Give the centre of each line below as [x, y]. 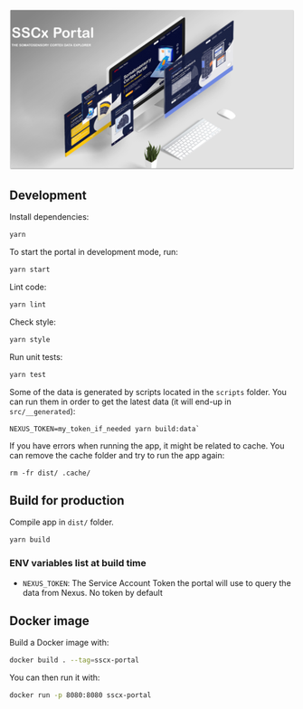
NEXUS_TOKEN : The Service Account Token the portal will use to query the [156, 582]
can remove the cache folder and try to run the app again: [117, 455]
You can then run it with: [55, 677]
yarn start [30, 270]
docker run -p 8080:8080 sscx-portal [80, 695]
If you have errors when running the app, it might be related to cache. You [147, 445]
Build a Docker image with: [59, 643]
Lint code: [28, 287]
